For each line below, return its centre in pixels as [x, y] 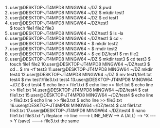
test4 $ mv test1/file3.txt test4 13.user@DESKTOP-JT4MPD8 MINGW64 [81, 80]
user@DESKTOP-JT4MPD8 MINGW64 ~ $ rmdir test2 [63, 49]
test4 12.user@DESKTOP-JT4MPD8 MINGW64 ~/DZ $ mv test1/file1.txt [81, 74]
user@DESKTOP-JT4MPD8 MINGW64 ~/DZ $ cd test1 [64, 18]
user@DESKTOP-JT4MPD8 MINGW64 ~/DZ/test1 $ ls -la [66, 33]
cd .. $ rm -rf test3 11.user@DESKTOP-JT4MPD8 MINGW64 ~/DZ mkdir [81, 69]
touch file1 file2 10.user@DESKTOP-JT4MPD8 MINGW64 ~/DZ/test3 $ [80, 64]
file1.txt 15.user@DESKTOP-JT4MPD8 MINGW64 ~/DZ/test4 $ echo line [81, 95]
